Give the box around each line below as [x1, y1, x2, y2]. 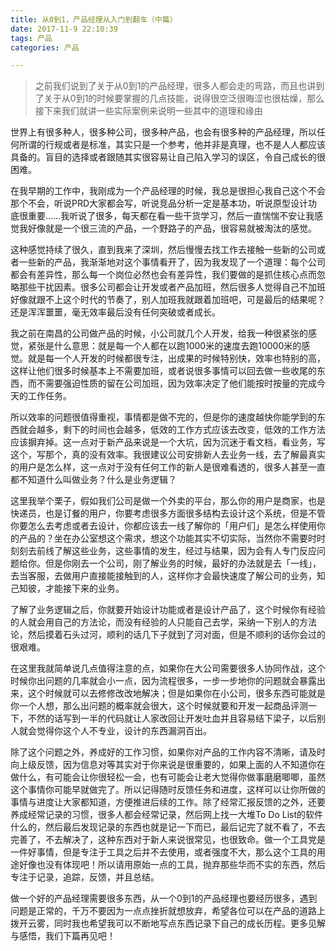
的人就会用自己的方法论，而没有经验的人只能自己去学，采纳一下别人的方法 [10, 616, 317, 628]
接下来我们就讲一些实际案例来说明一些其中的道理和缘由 [34, 105, 263, 117]
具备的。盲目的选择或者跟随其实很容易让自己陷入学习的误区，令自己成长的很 [10, 151, 326, 163]
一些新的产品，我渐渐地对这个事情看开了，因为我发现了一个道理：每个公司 [18, 256, 326, 268]
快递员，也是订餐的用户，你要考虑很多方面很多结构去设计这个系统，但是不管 [10, 507, 326, 520]
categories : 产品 [10, 42, 80, 53]
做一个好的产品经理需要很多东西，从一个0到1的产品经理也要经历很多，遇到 [10, 892, 318, 905]
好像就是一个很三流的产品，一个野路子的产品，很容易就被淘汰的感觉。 [27, 222, 317, 235]
